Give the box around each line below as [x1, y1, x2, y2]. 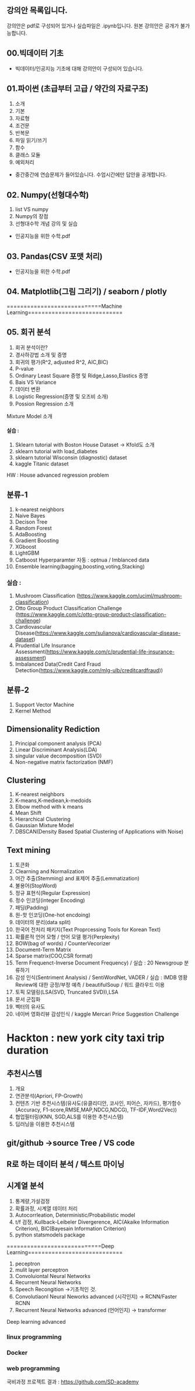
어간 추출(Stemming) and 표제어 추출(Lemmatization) [15, 875, 140, 882]
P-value [15, 365, 34, 372]
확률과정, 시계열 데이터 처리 [15, 1204, 78, 1212]
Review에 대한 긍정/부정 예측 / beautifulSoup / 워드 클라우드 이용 [15, 982, 165, 989]
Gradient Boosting [15, 537, 59, 544]
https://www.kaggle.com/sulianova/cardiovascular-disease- [36, 629, 181, 636]
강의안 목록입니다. [6, 5, 68, 16]
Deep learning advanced [6, 1318, 66, 1325]
